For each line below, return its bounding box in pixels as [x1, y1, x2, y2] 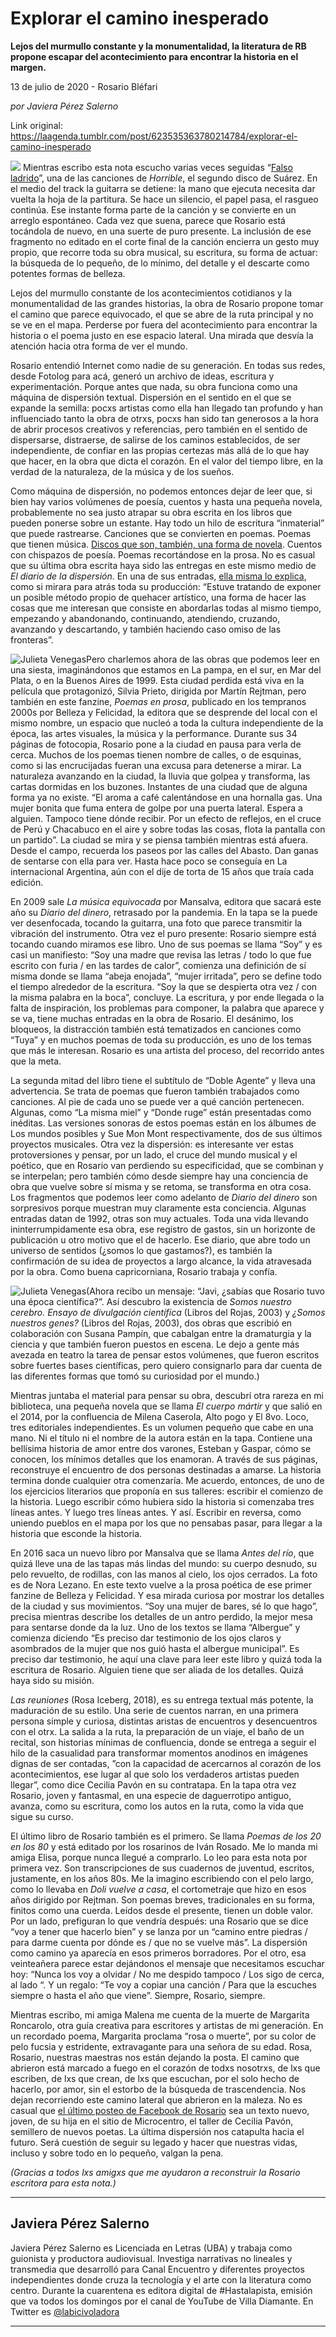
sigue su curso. [10, 1810, 74, 1822]
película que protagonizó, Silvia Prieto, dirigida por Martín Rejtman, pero [10, 685, 307, 697]
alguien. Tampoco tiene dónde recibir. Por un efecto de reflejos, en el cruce [10, 812, 322, 824]
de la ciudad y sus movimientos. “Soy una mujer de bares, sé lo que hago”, [10, 1600, 318, 1612]
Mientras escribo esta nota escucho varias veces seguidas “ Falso [22, 161, 293, 173]
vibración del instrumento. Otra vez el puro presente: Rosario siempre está [10, 927, 317, 939]
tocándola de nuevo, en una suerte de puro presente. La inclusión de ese [10, 225, 312, 237]
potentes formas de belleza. [10, 267, 126, 279]
